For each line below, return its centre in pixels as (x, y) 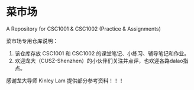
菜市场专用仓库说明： (32, 41)
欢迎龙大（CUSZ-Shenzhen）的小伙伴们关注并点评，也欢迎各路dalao (99, 61)
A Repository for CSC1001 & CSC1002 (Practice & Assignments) (83, 29)
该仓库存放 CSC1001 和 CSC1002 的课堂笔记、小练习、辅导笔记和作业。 (102, 53)
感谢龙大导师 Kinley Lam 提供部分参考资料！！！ (65, 81)
